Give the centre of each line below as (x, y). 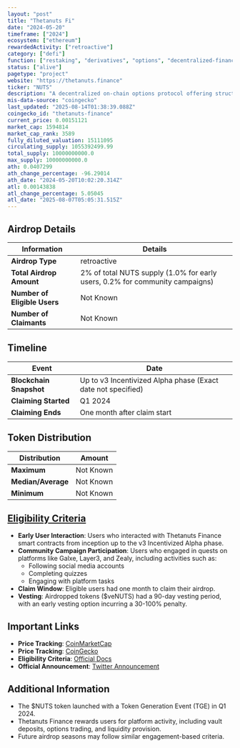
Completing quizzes (58, 574)
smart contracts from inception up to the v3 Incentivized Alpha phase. (121, 543)
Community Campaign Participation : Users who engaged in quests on (122, 551)
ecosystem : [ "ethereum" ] (44, 41)
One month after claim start (126, 412)
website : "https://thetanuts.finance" (65, 80)
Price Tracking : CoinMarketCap (65, 644)
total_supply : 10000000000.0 (51, 154)
